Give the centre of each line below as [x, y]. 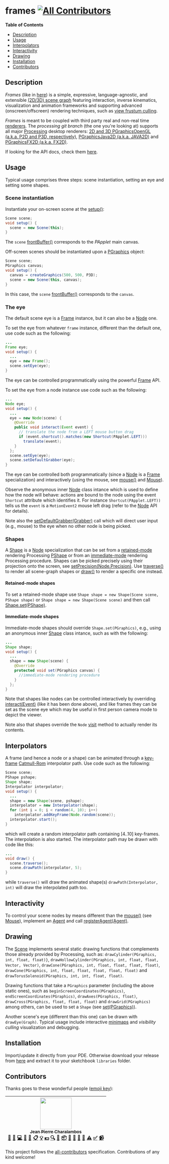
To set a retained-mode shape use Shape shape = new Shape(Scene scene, [82, 594]
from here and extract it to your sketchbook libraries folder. [68, 1061]
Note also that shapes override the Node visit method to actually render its [81, 725]
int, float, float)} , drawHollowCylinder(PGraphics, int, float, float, [82, 959]
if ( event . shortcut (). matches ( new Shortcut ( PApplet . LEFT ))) [83, 437]
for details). [17, 511]
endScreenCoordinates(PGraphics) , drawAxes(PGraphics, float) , [71, 996]
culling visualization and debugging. [43, 1027]
